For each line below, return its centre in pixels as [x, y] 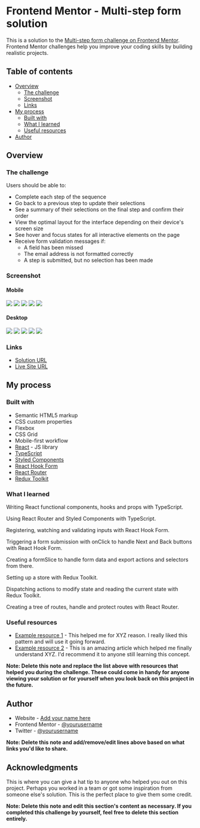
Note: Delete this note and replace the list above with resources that [92, 666]
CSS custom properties [44, 421]
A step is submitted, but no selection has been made [88, 260]
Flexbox [24, 428]
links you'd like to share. [37, 749]
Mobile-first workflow [41, 440]
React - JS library [36, 447]
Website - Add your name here [53, 718]
